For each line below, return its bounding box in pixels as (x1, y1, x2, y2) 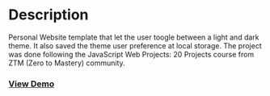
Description (8, 6, 89, 24)
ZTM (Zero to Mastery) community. (8, 58, 125, 68)
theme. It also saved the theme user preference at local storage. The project (8, 40, 262, 50)
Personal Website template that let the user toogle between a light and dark (8, 32, 260, 42)
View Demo (8, 78, 55, 90)
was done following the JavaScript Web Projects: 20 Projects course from (8, 49, 255, 59)
